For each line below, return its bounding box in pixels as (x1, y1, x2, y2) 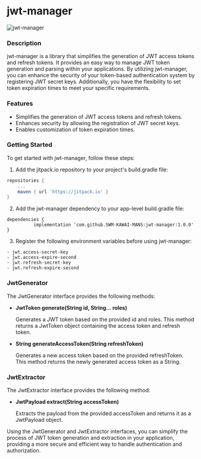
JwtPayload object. (15, 416, 63, 423)
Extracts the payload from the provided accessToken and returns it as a (15, 409, 191, 417)
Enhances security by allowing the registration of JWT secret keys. (15, 119, 181, 126)
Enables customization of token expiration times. (15, 126, 135, 133)
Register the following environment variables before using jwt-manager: (15, 238, 192, 245)
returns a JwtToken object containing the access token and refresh (15, 322, 181, 329)
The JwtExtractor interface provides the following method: (7, 386, 151, 394)
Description (7, 39, 42, 47)
